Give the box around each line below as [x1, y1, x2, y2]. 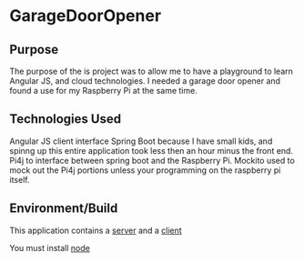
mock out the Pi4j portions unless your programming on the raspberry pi [9, 165, 281, 176]
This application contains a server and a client [9, 225, 182, 236]
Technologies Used [9, 111, 121, 127]
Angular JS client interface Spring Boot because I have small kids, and [9, 136, 273, 146]
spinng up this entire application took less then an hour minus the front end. [9, 145, 294, 156]
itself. [9, 174, 30, 185]
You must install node [9, 242, 91, 253]
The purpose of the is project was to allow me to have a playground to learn [9, 65, 294, 76]
